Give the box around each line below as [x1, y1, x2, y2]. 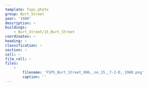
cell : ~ [5, 52, 21, 57]
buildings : [5, 25, 27, 30]
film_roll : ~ [5, 57, 32, 61]
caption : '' [22, 74, 47, 79]
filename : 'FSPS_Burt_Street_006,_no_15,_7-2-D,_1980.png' [22, 70, 145, 75]
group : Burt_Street [5, 12, 45, 16]
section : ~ [5, 47, 27, 52]
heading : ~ [5, 39, 27, 43]
